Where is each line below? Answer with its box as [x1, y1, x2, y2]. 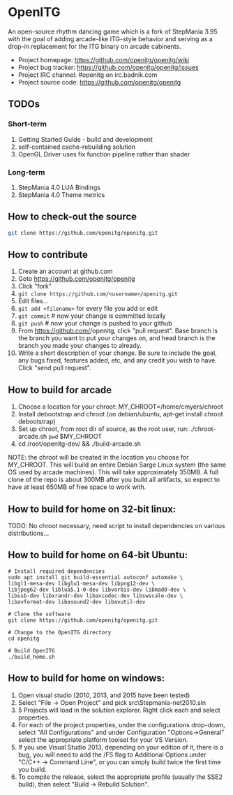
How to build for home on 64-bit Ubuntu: [8, 549, 188, 561]
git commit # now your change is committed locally [17, 312, 166, 320]
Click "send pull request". [17, 364, 91, 372]
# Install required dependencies [8, 567, 105, 575]
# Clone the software [8, 611, 71, 618]
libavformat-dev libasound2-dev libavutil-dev [8, 598, 146, 605]
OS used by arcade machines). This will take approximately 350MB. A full [8, 468, 219, 476]
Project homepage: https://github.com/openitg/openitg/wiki [17, 55, 190, 64]
